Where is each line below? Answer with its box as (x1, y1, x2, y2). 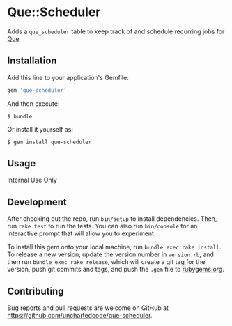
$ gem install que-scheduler (7, 139, 92, 146)
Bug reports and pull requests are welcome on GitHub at (7, 304, 169, 312)
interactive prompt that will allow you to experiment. (7, 229, 156, 238)
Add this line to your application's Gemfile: (7, 73, 129, 81)
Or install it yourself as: (7, 125, 73, 133)
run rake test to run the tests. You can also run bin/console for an (7, 222, 198, 231)
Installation (7, 55, 57, 67)
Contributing (7, 285, 64, 297)
